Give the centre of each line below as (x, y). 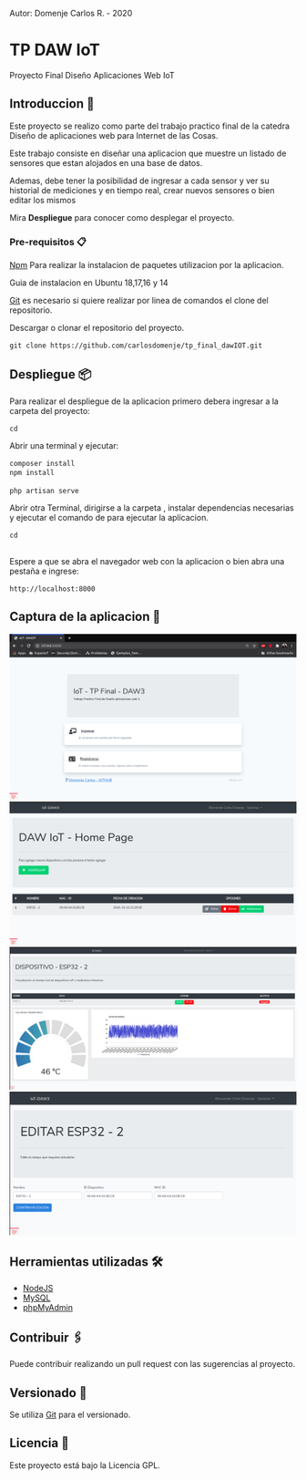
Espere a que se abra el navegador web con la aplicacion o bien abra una (147, 561)
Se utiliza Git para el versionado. (70, 1414)
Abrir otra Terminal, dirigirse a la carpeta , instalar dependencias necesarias (152, 507)
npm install (32, 472)
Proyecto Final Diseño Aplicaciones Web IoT (92, 75)
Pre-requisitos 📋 (48, 242)
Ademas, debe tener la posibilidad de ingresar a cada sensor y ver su (140, 181)
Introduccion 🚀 (52, 104)
